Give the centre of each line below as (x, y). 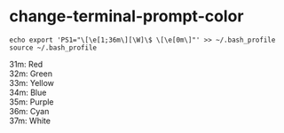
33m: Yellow (32, 82)
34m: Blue (28, 92)
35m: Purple (32, 102)
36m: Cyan (29, 111)
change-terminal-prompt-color (126, 16)
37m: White (30, 121)
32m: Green (31, 74)
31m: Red (26, 64)
